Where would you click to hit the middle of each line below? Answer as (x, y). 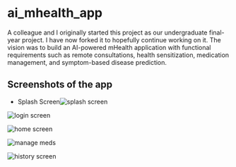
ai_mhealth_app (55, 13)
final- (217, 32)
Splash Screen (39, 101)
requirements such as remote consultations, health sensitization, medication (118, 55)
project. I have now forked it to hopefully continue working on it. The (121, 39)
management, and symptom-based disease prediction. (87, 62)
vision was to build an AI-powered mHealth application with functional (109, 47)
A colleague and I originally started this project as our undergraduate (107, 32)
